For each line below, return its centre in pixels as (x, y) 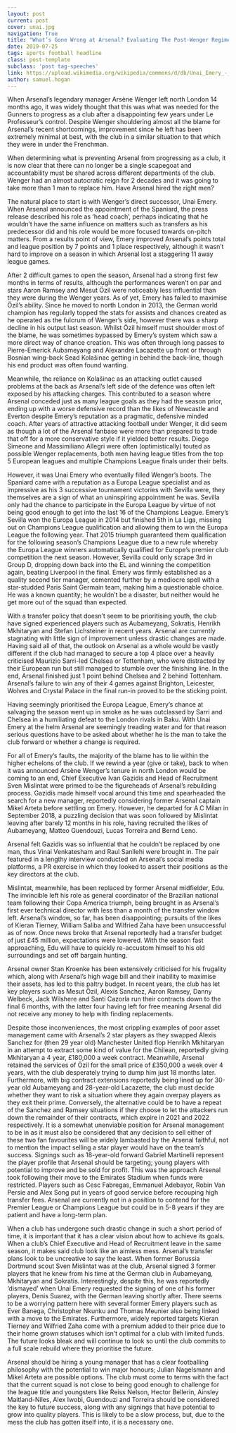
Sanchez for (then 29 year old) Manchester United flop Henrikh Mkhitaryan (116, 1043)
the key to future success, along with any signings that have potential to (111, 1407)
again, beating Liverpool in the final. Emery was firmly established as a (110, 573)
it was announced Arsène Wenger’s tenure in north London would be (107, 771)
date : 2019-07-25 (33, 47)
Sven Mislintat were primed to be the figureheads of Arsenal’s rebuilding (112, 786)
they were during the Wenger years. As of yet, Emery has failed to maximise (117, 298)
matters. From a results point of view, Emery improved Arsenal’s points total (117, 239)
